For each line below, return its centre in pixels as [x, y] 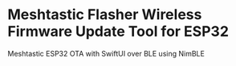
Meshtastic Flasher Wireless [105, 15]
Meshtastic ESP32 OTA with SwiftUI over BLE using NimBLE [106, 53]
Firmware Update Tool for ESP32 [118, 31]
